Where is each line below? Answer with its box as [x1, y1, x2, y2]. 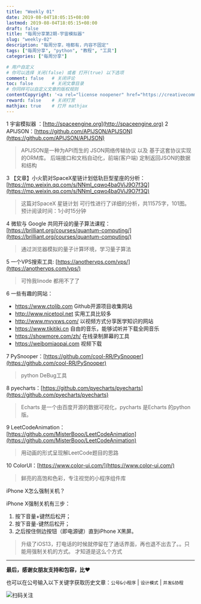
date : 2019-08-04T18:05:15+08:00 [6, 14, 90, 20]
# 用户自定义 [6, 64, 34, 70]
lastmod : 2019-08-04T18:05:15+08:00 [6, 20, 98, 26]
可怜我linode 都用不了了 [20, 277, 80, 284]
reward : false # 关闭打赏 [6, 97, 75, 103]
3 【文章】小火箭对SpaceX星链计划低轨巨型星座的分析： [6, 174, 145, 181]
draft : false [6, 25, 39, 32]
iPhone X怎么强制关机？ [6, 487, 65, 494]
